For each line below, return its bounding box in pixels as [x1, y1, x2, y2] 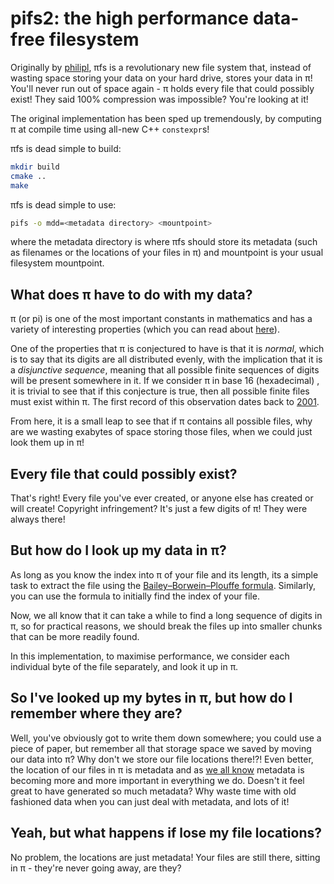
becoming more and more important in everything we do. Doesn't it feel [10, 774, 305, 786]
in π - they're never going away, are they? [10, 862, 182, 874]
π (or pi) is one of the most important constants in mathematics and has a [10, 313, 313, 325]
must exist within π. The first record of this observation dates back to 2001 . [10, 396, 320, 408]
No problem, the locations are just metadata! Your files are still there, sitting [10, 851, 321, 863]
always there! [10, 513, 66, 526]
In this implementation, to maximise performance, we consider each [10, 650, 290, 662]
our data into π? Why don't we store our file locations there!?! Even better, [10, 753, 314, 765]
